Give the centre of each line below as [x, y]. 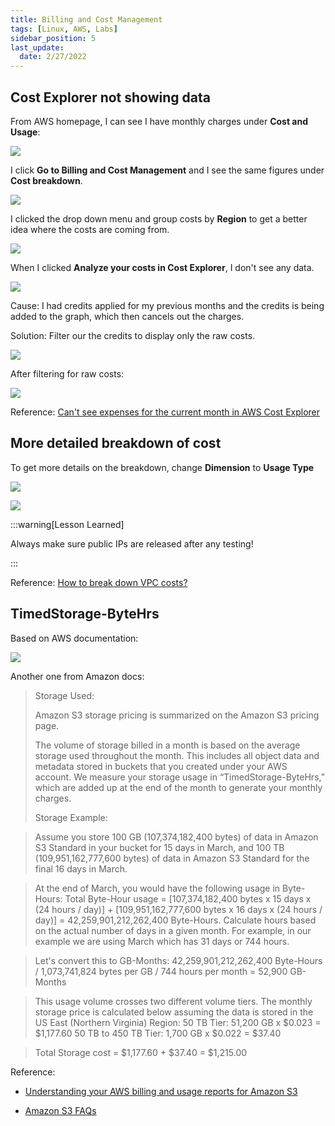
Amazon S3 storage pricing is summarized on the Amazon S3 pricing [177, 715]
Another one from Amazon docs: [77, 676]
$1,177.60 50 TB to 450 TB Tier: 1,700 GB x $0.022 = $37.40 [158, 1033]
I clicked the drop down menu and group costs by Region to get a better [159, 218]
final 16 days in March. [81, 868]
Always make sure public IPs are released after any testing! [132, 543]
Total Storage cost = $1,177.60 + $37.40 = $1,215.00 [141, 1052]
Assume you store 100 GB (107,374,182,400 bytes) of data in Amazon [176, 837]
